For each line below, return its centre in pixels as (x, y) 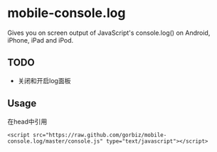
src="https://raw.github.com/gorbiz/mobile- (100, 135)
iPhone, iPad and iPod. (41, 40)
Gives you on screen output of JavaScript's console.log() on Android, (109, 33)
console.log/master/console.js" (55, 141)
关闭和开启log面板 (44, 80)
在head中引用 (27, 121)
